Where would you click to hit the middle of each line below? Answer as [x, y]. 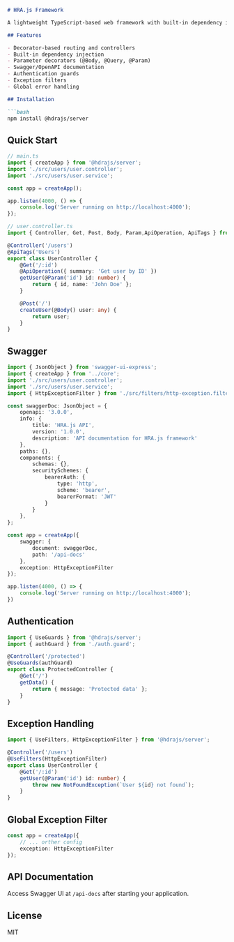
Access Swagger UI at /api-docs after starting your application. [98, 894]
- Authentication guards [43, 74]
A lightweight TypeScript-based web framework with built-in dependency [115, 22]
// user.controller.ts [40, 227]
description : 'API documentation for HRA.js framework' [115, 438]
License [25, 915]
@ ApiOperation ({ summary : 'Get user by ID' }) [88, 271]
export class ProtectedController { [60, 670]
